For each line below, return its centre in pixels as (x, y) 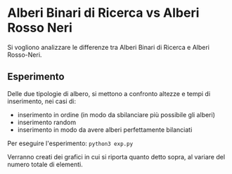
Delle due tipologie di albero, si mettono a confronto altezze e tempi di (109, 93)
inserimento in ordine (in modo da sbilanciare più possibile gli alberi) (116, 114)
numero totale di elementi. (45, 164)
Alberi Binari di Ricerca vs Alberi (103, 13)
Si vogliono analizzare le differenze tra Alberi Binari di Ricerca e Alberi (108, 47)
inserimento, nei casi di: (41, 101)
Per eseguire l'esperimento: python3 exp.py (70, 143)
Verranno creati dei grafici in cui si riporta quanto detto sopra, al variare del (116, 156)
